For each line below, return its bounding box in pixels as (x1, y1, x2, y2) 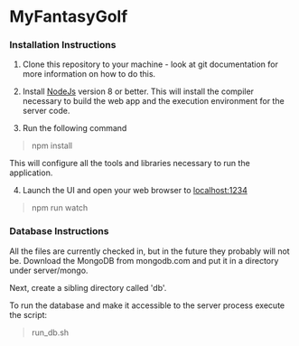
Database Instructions (9, 225, 109, 238)
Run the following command (22, 123, 127, 134)
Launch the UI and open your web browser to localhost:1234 (22, 185, 248, 196)
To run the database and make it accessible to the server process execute (9, 300, 285, 311)
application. (9, 167, 53, 178)
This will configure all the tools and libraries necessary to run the (9, 158, 250, 169)
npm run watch (31, 202, 89, 213)
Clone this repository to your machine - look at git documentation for (22, 59, 278, 70)
